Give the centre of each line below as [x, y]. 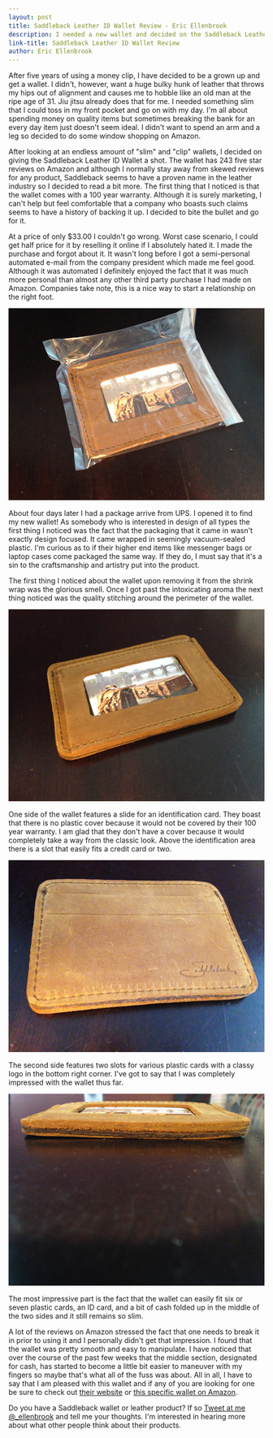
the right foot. [31, 297]
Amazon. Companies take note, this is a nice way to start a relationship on [132, 288]
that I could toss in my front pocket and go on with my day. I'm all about [128, 110]
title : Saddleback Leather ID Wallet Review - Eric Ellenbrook [118, 26]
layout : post [30, 17]
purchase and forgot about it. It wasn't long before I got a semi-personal [129, 254]
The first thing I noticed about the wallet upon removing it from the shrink [131, 581]
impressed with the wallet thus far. [66, 1083]
